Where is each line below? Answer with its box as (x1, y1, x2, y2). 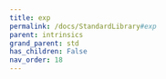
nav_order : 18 (9, 55, 64, 64)
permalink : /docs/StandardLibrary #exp (9, 22, 157, 31)
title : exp (9, 13, 51, 23)
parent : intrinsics (9, 30, 84, 39)
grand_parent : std (9, 38, 79, 48)
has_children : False (9, 47, 88, 56)
